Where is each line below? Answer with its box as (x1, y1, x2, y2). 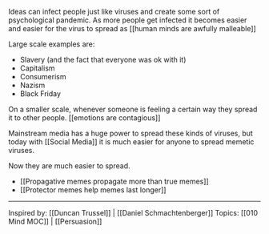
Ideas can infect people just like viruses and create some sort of (8, 7, 220, 16)
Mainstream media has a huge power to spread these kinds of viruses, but (8, 128, 254, 138)
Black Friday (19, 89, 62, 99)
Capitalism (19, 63, 55, 73)
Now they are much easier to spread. (8, 161, 130, 171)
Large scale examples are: (8, 39, 95, 49)
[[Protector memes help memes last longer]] (19, 185, 167, 195)
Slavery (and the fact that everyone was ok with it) (19, 55, 187, 64)
